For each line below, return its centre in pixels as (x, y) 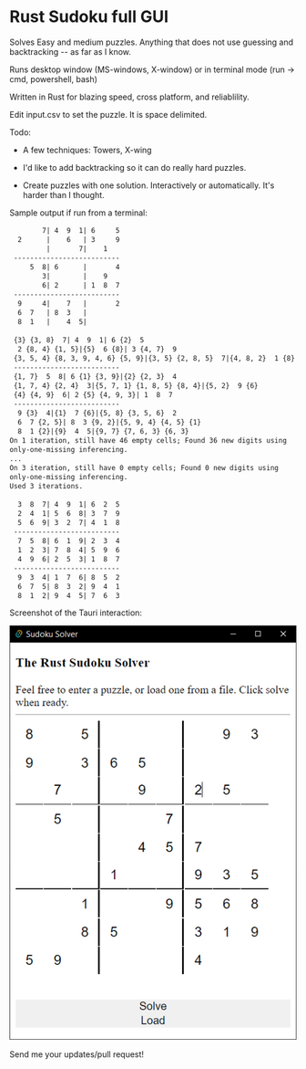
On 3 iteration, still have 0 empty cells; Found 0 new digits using (144, 467)
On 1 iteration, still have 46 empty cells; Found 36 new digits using (148, 440)
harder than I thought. (63, 194)
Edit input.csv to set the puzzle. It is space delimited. (108, 114)
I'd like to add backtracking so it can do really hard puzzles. (134, 167)
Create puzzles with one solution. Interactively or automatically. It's (148, 185)
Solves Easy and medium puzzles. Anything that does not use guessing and (152, 42)
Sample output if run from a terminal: (78, 213)
